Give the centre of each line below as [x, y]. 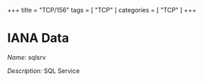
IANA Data [38, 38]
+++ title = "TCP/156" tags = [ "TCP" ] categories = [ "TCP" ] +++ [102, 10]
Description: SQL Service [44, 71]
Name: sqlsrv [27, 57]
